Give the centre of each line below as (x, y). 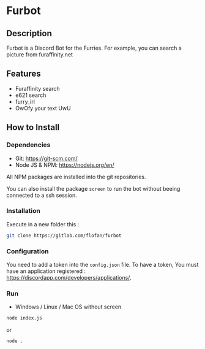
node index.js (24, 318)
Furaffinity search (37, 88)
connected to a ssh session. (42, 195)
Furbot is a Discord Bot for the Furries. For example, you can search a (94, 48)
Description (29, 33)
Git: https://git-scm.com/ (46, 158)
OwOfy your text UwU (43, 108)
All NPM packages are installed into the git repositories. (76, 177)
